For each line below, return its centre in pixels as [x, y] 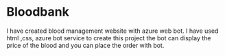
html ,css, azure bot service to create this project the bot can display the [109, 38]
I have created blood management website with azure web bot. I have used [113, 31]
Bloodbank [38, 12]
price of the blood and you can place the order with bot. [85, 45]
